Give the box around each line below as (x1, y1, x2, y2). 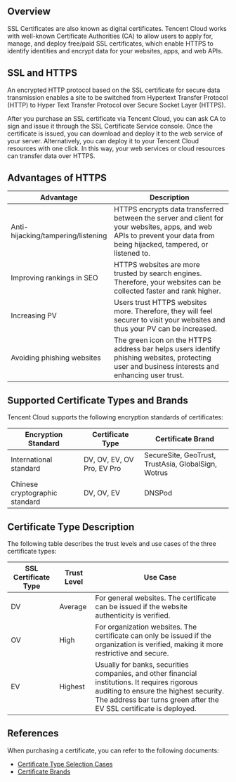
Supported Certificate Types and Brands (7, 394, 188, 406)
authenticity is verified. (95, 611, 171, 620)
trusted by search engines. (113, 268, 202, 278)
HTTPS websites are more (113, 260, 200, 270)
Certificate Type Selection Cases (17, 760, 113, 768)
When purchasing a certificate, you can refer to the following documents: (7, 746, 219, 755)
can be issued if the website (95, 602, 188, 612)
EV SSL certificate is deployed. (95, 704, 197, 714)
